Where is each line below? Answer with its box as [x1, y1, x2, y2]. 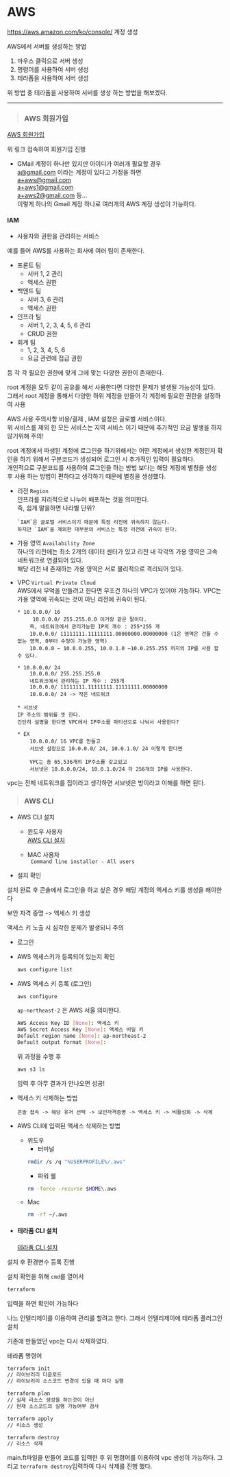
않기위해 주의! [7, 432, 44, 440]
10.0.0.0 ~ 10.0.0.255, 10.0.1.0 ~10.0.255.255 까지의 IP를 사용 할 [29, 645, 219, 652]
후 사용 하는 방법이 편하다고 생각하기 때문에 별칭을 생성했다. [7, 472, 166, 480]
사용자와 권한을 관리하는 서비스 [16, 232, 100, 240]
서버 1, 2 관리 [27, 270, 63, 278]
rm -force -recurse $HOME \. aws [27, 1185, 117, 1192]
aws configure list [16, 966, 73, 973]
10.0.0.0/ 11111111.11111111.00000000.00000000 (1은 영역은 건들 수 [29, 631, 219, 638]
